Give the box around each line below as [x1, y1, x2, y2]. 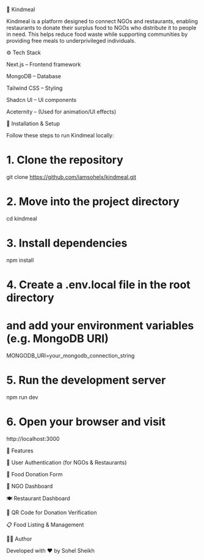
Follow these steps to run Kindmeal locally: [6, 132, 114, 139]
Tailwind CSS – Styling [6, 84, 63, 92]
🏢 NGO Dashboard [6, 482, 53, 490]
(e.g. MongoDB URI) [6, 332, 109, 346]
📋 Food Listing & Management [6, 521, 84, 528]
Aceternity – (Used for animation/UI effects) [6, 108, 117, 115]
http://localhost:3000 [6, 435, 60, 442]
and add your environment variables [6, 319, 194, 333]
